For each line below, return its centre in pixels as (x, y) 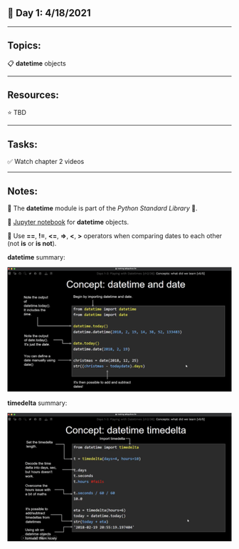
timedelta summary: (37, 403)
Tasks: (22, 144)
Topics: (24, 46)
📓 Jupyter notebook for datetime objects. (68, 222)
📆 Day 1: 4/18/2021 (49, 13)
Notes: (22, 191)
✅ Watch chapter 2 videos (46, 162)
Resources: (33, 95)
